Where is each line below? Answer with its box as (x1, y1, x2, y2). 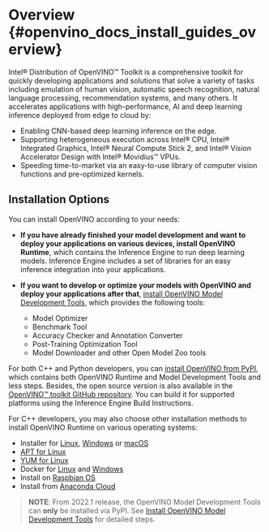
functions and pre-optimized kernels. (19, 169, 144, 179)
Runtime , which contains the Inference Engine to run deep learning (19, 247, 245, 257)
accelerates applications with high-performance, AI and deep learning (8, 102, 243, 111)
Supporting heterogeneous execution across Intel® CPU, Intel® (19, 134, 230, 144)
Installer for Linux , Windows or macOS (19, 438, 149, 448)
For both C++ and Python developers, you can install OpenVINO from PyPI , (8, 363, 259, 373)
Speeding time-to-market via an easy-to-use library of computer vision (19, 160, 258, 170)
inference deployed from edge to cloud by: (8, 110, 152, 119)
